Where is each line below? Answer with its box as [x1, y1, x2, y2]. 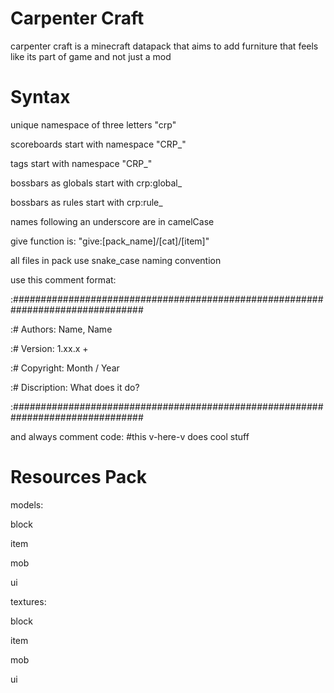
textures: [10, 595, 47, 607]
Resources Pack [10, 466, 147, 489]
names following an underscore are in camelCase [10, 215, 215, 227]
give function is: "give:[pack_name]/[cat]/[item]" [10, 235, 210, 247]
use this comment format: [10, 273, 117, 286]
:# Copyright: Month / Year [10, 362, 120, 374]
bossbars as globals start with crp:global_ [10, 177, 183, 189]
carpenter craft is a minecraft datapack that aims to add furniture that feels [10, 40, 319, 52]
